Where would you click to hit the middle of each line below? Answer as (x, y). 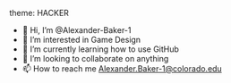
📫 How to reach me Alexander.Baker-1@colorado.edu (122, 69)
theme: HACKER (39, 13)
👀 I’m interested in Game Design (81, 40)
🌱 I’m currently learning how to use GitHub (100, 49)
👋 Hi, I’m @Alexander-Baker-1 (77, 30)
